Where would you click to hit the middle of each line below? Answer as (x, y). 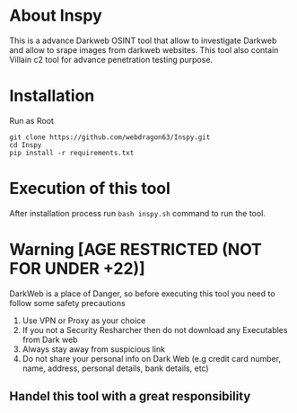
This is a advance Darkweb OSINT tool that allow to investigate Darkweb (143, 40)
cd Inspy (26, 145)
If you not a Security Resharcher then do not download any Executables (155, 330)
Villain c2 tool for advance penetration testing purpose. (111, 59)
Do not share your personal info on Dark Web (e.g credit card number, (151, 358)
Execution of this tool (90, 189)
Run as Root (31, 120)
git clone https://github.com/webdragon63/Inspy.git (110, 137)
